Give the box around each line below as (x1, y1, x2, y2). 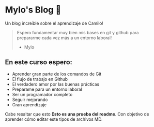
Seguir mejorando (12, 97, 48, 102)
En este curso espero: (5, 58, 73, 67)
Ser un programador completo (12, 91, 73, 97)
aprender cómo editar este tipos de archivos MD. (5, 116, 103, 122)
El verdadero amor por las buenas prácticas (12, 81, 99, 87)
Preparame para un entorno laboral (12, 86, 82, 92)
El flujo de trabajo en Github (12, 76, 68, 82)
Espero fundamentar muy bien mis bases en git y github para (16, 29, 139, 35)
